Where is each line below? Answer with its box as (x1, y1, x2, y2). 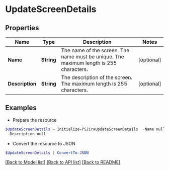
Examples (5, 104, 37, 112)
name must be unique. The (61, 53, 124, 60)
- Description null (7, 131, 46, 136)
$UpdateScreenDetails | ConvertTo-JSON (5, 150, 89, 155)
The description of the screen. (61, 74, 133, 81)
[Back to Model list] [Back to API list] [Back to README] (5, 159, 121, 165)
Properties (5, 24, 39, 32)
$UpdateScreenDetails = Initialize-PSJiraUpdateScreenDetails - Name (5, 127, 154, 132)
